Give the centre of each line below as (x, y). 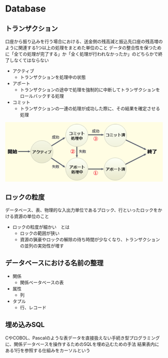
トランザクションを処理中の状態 (53, 77)
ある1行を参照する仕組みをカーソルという (48, 350)
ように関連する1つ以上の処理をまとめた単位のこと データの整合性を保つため (83, 48)
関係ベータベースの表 (42, 282)
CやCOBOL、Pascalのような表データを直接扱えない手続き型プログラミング (82, 338)
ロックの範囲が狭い (40, 233)
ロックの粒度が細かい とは (41, 227)
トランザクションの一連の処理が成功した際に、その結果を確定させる (90, 109)
